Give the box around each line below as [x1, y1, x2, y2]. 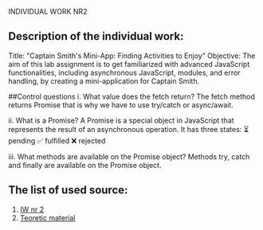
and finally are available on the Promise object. [8, 160, 162, 170]
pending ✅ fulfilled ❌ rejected [8, 135, 106, 146]
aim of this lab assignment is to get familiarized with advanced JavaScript [8, 59, 250, 68]
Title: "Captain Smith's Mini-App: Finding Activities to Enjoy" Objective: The [8, 51, 256, 60]
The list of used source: [8, 183, 128, 197]
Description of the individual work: [8, 29, 184, 43]
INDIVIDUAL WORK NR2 [8, 7, 88, 16]
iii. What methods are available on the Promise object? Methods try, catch [8, 151, 250, 162]
